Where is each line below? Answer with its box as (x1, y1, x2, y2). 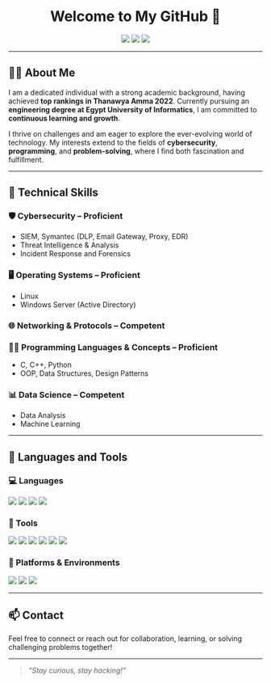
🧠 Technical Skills (8, 186, 99, 200)
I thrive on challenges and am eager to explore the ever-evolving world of (8, 129, 252, 138)
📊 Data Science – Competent (8, 389, 125, 400)
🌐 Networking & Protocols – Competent (8, 319, 165, 331)
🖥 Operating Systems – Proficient (8, 270, 141, 281)
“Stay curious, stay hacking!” (27, 666, 127, 676)
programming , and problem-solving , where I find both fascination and (8, 145, 244, 156)
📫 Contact (8, 608, 65, 622)
